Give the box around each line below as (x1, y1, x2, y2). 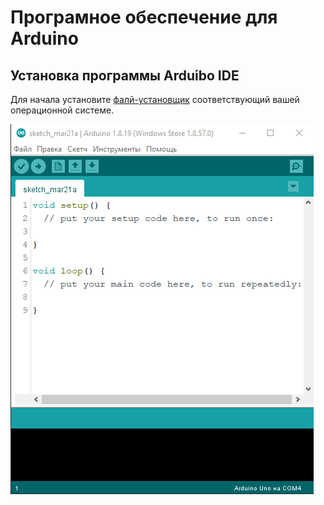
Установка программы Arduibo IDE (10, 67, 240, 84)
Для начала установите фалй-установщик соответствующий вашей (10, 94, 300, 105)
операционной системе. (10, 104, 115, 116)
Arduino (10, 27, 79, 50)
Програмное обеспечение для (10, 6, 278, 29)
